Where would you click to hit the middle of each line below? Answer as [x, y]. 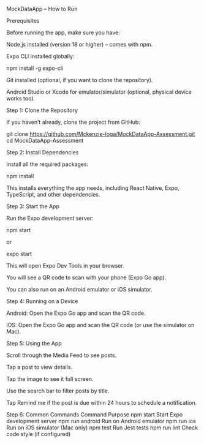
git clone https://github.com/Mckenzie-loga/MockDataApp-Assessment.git [101, 134]
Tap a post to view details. [39, 367]
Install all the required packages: [47, 164]
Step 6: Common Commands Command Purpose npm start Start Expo [95, 415]
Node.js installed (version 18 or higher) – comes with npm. [80, 44]
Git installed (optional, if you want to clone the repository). [80, 80]
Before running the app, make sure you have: [63, 32]
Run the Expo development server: [50, 218]
